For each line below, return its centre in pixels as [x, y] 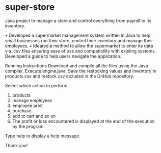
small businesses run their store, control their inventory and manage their [79, 40]
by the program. [28, 126]
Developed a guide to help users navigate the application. [63, 56]
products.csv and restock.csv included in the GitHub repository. [70, 76]
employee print [27, 105]
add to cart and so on [34, 116]
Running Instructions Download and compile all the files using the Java [77, 66]
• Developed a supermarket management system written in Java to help [78, 35]
